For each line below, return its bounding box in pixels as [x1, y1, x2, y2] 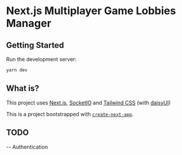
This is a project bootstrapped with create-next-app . [6, 110, 134, 117]
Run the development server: [6, 56, 77, 62]
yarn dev [6, 67, 28, 73]
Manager [6, 17, 51, 30]
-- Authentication [6, 143, 48, 150]
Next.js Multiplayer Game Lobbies [6, 4, 176, 18]
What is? [6, 84, 40, 94]
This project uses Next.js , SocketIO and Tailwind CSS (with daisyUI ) [6, 99, 171, 106]
